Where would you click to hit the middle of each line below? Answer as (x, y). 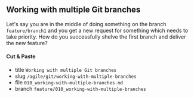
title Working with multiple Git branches (66, 70)
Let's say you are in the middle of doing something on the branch (86, 24)
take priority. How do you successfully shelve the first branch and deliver (96, 37)
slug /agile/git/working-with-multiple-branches (76, 76)
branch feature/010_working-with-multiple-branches (80, 89)
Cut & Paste (21, 56)
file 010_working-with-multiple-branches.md (69, 83)
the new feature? (27, 43)
